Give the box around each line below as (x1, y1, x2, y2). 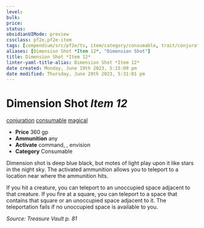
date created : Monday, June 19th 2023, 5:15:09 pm (6, 65, 137, 71)
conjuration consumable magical (6, 117, 88, 124)
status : (6, 25, 26, 32)
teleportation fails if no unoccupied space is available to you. (6, 203, 158, 210)
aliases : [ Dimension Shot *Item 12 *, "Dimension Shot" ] (6, 48, 151, 54)
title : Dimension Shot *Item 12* (6, 54, 91, 60)
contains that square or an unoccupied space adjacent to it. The (6, 197, 167, 204)
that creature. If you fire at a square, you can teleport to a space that (6, 191, 178, 198)
